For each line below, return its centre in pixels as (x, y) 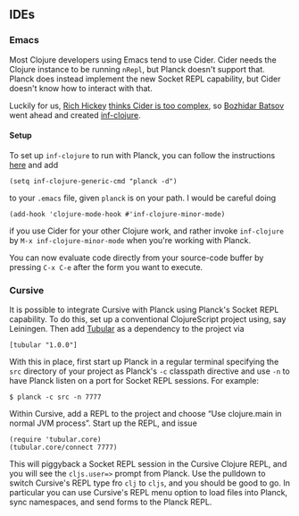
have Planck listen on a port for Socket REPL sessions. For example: (134, 381)
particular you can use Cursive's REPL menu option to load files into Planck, (149, 493)
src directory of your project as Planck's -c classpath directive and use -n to (149, 371)
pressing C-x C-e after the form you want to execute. (106, 266)
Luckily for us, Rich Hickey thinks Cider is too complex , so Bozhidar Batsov (147, 106)
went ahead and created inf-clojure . (75, 114)
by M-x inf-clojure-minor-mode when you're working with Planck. (130, 240)
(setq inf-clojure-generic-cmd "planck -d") (93, 181)
